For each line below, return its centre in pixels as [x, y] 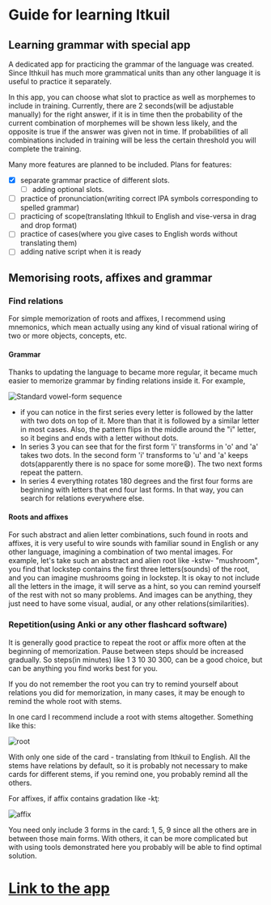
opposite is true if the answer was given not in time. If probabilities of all [128, 132]
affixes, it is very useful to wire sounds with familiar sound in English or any [133, 544]
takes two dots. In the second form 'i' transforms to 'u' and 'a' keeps [134, 455]
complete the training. [45, 149]
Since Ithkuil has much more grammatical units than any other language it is [135, 73]
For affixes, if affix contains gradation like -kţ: [84, 798]
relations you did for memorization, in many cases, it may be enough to [127, 692]
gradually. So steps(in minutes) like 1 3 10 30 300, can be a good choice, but [135, 660]
